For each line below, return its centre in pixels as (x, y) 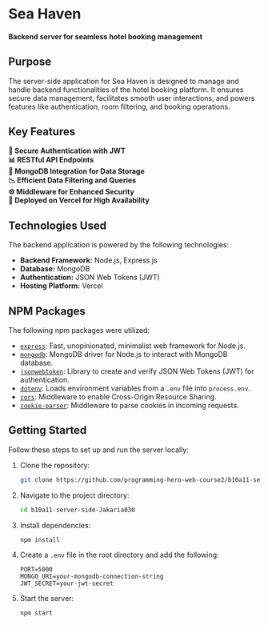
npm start (36, 613)
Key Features (42, 132)
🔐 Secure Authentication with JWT (67, 151)
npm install (40, 540)
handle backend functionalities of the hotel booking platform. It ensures (126, 90)
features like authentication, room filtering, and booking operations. (119, 106)
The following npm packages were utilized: (79, 331)
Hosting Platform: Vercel (61, 286)
